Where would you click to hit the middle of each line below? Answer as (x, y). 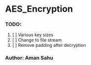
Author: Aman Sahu (29, 58)
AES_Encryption (39, 9)
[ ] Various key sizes (33, 35)
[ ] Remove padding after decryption (49, 45)
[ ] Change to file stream (37, 40)
